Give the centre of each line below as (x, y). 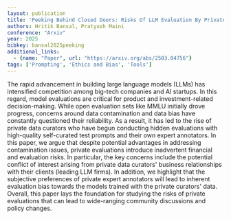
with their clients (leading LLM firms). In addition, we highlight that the (106, 172)
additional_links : (33, 52)
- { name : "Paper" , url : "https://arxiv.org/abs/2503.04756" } (103, 58)
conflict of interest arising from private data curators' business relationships (114, 164)
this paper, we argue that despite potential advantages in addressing (104, 142)
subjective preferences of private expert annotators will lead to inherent (109, 178)
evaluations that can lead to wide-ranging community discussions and (107, 200)
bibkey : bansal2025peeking (46, 45)
